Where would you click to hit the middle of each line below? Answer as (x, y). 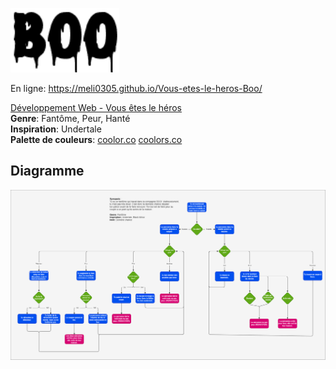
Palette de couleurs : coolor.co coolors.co (96, 139)
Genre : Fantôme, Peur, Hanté (70, 118)
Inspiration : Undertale (56, 129)
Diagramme (47, 171)
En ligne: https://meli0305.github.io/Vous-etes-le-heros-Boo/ (136, 88)
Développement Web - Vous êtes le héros (96, 107)
